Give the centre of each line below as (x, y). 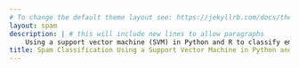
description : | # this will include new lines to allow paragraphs (137, 34)
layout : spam (33, 26)
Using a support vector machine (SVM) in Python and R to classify (153, 42)
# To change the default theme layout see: (91, 17)
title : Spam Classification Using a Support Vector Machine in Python (143, 50)
